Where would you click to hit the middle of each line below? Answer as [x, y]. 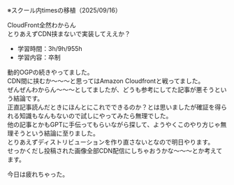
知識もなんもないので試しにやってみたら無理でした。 [96, 116]
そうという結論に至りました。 [56, 133]
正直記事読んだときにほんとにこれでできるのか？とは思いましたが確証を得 [114, 107]
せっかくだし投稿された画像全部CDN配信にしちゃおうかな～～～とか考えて [115, 151]
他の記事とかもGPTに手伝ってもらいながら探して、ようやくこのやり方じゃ [114, 125]
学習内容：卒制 [39, 57]
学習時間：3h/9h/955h [50, 49]
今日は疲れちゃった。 [38, 174]
